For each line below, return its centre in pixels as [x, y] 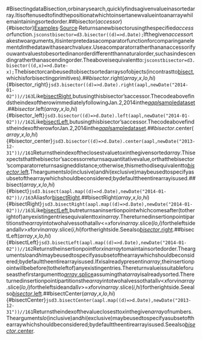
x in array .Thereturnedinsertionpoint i [142, 217]
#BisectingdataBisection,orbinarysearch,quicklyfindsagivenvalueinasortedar [101, 9]
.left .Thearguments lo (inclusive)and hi [64, 172]
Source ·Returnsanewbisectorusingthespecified [118, 28]
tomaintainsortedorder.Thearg [158, 249]
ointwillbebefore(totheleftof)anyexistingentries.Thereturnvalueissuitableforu [100, 268]
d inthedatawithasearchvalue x [55, 47]
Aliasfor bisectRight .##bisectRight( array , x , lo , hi [90, 197]
